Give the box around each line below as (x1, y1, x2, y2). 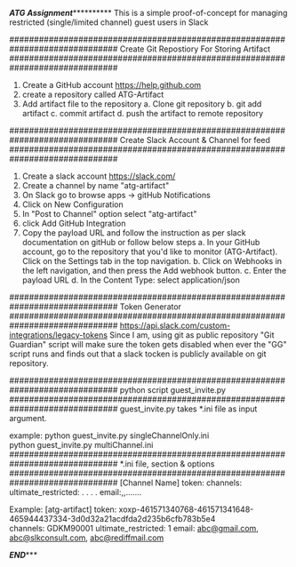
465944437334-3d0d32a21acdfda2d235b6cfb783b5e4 (9, 514, 216, 523)
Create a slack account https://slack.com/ (21, 171, 176, 181)
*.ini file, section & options (119, 459, 215, 469)
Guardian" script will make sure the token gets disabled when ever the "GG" (9, 339, 287, 349)
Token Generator (119, 301, 182, 312)
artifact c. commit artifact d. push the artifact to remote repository (21, 108, 264, 118)
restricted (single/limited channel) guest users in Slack (9, 17, 209, 28)
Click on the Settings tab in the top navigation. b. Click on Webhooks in (21, 256, 283, 266)
